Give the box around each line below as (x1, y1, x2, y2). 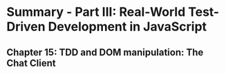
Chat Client (6, 57, 56, 69)
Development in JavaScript (48, 19, 207, 35)
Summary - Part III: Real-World (6, 4, 186, 20)
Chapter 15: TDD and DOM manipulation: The (6, 46, 204, 58)
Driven (6, 19, 46, 35)
